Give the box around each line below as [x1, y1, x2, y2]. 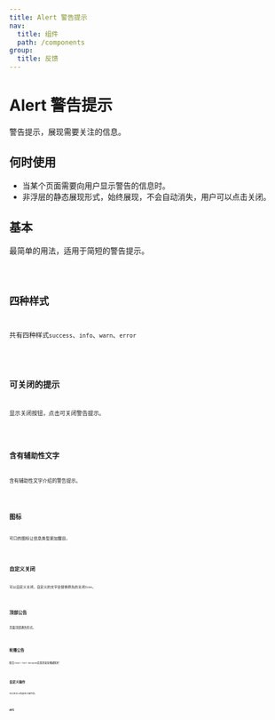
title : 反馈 [17, 54, 59, 63]
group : [9, 46, 34, 55]
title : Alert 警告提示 [9, 12, 88, 22]
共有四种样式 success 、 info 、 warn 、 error [9, 331, 137, 340]
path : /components [17, 37, 86, 47]
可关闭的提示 [9, 380, 60, 391]
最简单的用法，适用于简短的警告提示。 [9, 245, 149, 256]
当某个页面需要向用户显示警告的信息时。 [21, 180, 170, 191]
